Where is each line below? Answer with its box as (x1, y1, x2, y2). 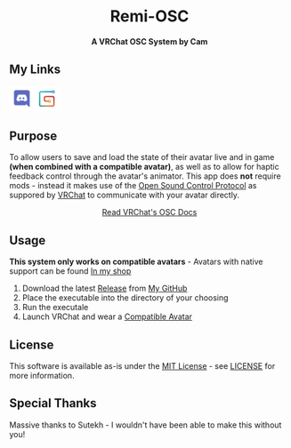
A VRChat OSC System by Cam (91, 36, 208, 46)
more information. (9, 371, 75, 381)
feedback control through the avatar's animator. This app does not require (9, 171, 282, 181)
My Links (9, 62, 61, 77)
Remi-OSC (109, 6, 190, 27)
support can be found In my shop (9, 266, 132, 276)
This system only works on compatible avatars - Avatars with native (9, 256, 263, 268)
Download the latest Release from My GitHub (21, 283, 188, 294)
